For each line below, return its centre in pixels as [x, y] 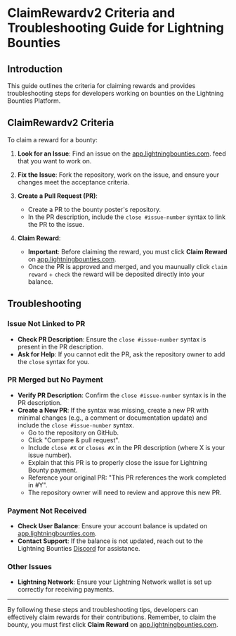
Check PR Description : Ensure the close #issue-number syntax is [112, 339]
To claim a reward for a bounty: [53, 139]
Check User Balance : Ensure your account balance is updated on [112, 526]
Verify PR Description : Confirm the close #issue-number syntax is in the [122, 395]
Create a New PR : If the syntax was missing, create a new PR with [113, 410]
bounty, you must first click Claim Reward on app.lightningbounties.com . [113, 625]
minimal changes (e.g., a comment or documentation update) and [112, 418]
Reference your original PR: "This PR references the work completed [127, 478]
